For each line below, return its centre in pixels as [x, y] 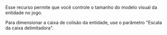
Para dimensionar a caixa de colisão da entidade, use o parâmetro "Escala [84, 23]
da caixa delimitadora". [29, 28]
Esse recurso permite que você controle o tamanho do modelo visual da [81, 7]
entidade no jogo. [24, 13]
